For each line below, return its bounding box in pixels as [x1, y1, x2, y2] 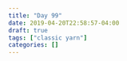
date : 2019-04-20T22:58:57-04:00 [8, 19, 120, 27]
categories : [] [8, 41, 59, 49]
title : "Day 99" [8, 11, 62, 20]
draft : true [8, 26, 48, 34]
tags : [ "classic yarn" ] [8, 33, 88, 42]
